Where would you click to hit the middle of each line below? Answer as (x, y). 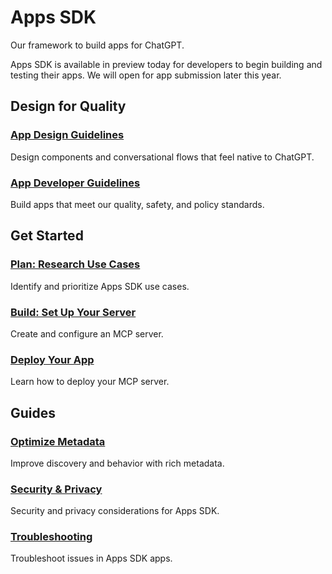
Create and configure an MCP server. (87, 333)
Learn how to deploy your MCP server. (90, 382)
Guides (33, 412)
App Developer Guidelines (75, 183)
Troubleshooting (51, 537)
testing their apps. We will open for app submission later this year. (146, 75)
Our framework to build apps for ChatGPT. (97, 45)
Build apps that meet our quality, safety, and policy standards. (137, 204)
